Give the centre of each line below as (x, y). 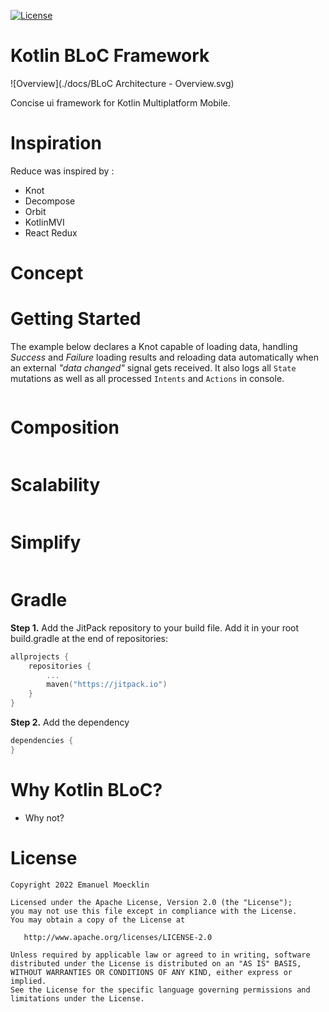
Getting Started (76, 319)
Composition (65, 427)
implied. (28, 981)
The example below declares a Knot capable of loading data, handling (154, 346)
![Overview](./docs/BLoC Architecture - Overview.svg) (122, 83)
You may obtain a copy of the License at (98, 920)
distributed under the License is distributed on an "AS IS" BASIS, (156, 963)
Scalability (55, 485)
